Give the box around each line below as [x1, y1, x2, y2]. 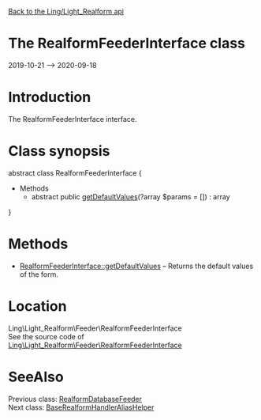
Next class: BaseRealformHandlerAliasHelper [8, 403, 155, 412]
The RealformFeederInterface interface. [8, 114, 137, 123]
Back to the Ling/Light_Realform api [8, 7, 125, 16]
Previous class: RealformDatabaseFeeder [8, 394, 143, 403]
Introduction [8, 89, 91, 106]
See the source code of [8, 331, 85, 341]
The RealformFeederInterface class [8, 35, 246, 52]
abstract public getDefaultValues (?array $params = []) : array [31, 191, 230, 201]
